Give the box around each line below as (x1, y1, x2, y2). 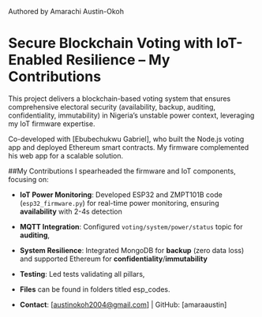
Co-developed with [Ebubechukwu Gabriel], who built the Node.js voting (8, 134, 245, 144)
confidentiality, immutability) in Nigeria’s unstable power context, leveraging (8, 110, 255, 120)
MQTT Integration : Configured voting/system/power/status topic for (19, 222, 243, 231)
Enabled (8, 51, 63, 69)
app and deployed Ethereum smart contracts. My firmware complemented (8, 142, 249, 152)
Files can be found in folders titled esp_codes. (19, 284, 170, 294)
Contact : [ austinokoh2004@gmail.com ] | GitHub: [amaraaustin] (19, 300, 227, 309)
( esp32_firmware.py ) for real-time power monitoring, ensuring (19, 198, 219, 207)
